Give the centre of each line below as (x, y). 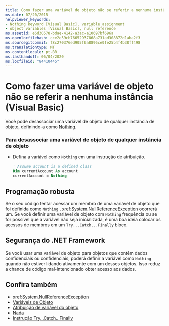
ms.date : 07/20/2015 (27, 15)
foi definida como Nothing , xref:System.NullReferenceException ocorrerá (81, 209)
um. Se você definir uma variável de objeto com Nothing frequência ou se (81, 214)
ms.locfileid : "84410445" (32, 61)
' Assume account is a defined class (52, 167)
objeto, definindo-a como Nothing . (41, 127)
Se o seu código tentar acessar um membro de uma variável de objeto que (82, 203)
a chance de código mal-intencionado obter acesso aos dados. (71, 269)
